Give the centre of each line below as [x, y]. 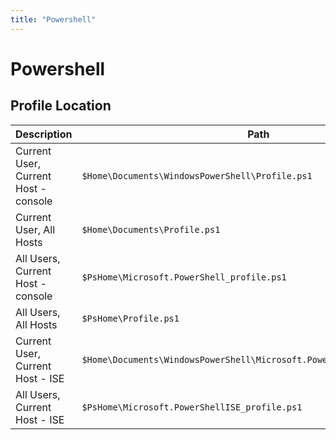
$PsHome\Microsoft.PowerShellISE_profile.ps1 [192, 407]
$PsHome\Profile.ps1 [130, 318]
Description [44, 134]
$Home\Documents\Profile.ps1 [151, 229]
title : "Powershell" [53, 19]
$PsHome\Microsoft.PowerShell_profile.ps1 [184, 277]
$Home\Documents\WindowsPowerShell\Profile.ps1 [197, 175]
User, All [35, 229]
